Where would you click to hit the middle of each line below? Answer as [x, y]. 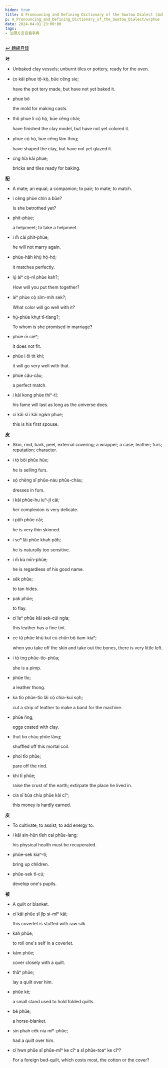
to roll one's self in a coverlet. [43, 943]
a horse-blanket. [29, 1021]
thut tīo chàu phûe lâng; [37, 737]
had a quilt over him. [33, 1040]
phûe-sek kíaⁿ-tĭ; [30, 854]
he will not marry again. [36, 247]
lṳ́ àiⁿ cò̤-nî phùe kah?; [35, 277]
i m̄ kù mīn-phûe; [30, 559]
